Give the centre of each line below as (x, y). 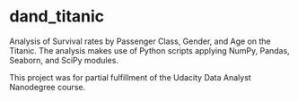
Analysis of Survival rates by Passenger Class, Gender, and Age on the (140, 41)
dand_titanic (57, 17)
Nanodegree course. (48, 87)
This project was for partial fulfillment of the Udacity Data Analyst (130, 77)
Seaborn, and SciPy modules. (64, 60)
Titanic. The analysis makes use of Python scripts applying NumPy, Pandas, (149, 50)
